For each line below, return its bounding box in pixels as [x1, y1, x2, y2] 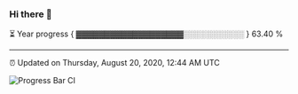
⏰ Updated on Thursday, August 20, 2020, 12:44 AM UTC [9, 58, 220, 68]
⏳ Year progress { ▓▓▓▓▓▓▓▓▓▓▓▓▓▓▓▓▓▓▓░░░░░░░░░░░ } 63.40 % [9, 28, 284, 39]
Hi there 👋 [9, 8, 53, 20]
